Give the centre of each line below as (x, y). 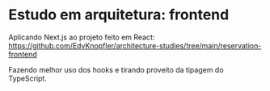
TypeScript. (27, 78)
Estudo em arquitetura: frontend (119, 15)
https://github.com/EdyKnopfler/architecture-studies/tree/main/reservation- (135, 45)
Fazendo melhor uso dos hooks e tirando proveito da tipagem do (116, 69)
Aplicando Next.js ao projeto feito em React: (82, 37)
